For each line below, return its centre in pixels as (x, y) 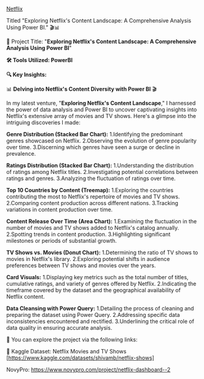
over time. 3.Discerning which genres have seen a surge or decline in (93, 147)
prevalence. (21, 154)
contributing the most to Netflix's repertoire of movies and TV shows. (93, 196)
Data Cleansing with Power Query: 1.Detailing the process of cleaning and (100, 308)
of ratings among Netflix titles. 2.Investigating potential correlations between (102, 172)
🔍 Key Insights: (26, 75)
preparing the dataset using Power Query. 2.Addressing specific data (93, 315)
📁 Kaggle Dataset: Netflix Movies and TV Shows (66, 351)
